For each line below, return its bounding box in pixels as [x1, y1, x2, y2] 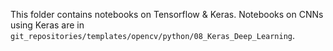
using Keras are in [10, 19, 85, 31]
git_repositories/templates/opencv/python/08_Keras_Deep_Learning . [10, 30, 296, 41]
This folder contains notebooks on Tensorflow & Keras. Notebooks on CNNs [10, 9, 324, 20]
